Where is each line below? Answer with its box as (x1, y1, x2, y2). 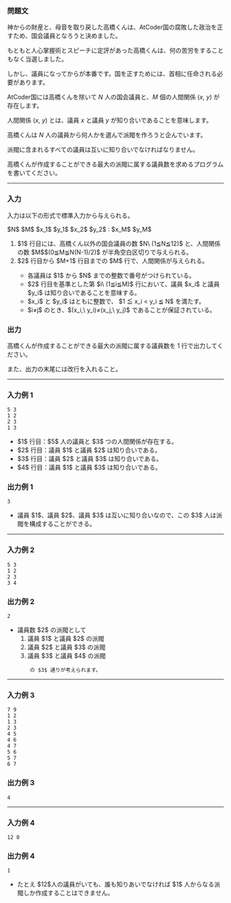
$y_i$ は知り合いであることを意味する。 (27, 288, 141, 297)
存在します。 (7, 101, 43, 110)
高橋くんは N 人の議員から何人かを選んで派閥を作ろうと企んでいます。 (7, 131, 207, 139)
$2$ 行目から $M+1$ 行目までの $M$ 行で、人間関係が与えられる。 (16, 257, 208, 265)
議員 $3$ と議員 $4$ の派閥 (27, 652, 106, 660)
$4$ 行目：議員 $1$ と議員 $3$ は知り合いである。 (16, 464, 162, 472)
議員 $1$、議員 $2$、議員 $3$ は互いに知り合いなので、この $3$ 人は (16, 511, 217, 519)
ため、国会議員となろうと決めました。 (12, 32, 122, 40)
